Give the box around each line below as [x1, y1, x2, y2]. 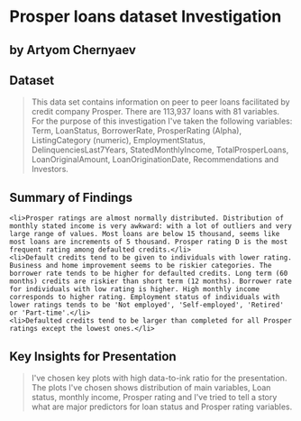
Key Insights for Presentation [9, 349, 178, 364]
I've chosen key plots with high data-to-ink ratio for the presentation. [31, 372, 287, 384]
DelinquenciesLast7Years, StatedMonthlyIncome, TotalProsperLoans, [31, 144, 289, 155]
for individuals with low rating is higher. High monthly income [9, 285, 260, 294]
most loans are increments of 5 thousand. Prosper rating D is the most [9, 237, 288, 247]
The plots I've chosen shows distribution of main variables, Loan [31, 382, 271, 393]
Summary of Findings [9, 189, 133, 205]
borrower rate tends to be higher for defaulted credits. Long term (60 [9, 269, 288, 279]
